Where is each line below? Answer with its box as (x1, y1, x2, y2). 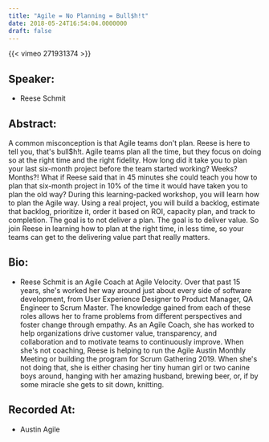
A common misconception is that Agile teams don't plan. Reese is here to (8, 138, 251, 147)
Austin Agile (19, 424, 60, 434)
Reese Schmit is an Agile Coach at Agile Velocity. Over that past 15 (19, 277, 241, 287)
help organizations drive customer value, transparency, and (19, 328, 217, 338)
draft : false (8, 27, 52, 35)
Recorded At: (8, 403, 76, 417)
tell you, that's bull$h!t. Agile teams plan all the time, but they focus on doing (8, 147, 262, 156)
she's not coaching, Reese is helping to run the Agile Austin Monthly (19, 345, 247, 355)
